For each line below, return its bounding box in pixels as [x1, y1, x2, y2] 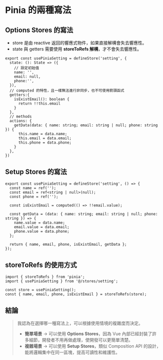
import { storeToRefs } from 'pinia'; [5, 274, 85, 279]
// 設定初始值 [14, 65, 40, 70]
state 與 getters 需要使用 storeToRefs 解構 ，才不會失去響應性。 [12, 46, 142, 52]
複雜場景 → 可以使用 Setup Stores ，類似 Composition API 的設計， [24, 343, 161, 349]
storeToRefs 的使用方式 [5, 261, 78, 269]
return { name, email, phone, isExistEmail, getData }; [9, 242, 127, 247]
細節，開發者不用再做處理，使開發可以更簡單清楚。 [29, 337, 133, 343]
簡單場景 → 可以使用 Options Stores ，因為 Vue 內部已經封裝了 [24, 331, 153, 337]
